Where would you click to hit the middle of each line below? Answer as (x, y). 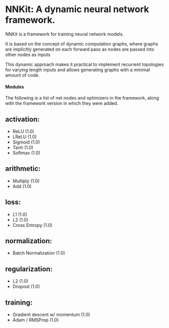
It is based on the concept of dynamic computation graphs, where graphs (82, 43)
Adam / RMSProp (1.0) (36, 320)
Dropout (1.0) (26, 287)
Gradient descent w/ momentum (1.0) (51, 315)
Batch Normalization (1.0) (39, 253)
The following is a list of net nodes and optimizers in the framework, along (82, 98)
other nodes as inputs (28, 55)
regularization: (29, 269)
